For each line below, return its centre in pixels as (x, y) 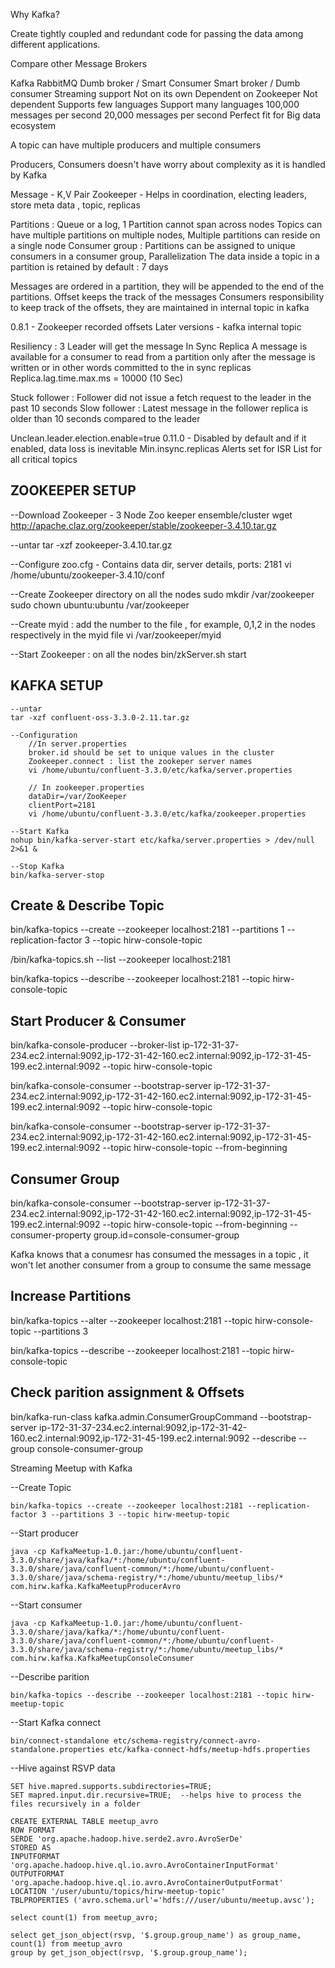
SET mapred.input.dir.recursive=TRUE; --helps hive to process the (156, 1795)
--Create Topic (41, 1487)
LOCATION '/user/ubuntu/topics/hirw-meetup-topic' (118, 1891)
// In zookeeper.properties (86, 787)
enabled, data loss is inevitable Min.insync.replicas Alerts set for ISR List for (166, 448)
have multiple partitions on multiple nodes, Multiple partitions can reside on (165, 235)
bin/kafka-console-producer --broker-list (95, 1045)
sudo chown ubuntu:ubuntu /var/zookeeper (100, 605)
